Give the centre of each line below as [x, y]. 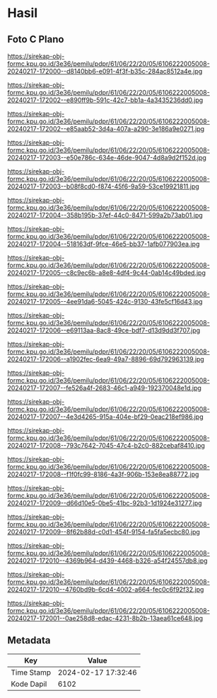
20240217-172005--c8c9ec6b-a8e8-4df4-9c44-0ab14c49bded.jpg [107, 273]
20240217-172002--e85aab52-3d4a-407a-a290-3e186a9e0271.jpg [106, 129]
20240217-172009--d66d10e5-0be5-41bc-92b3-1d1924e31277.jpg [105, 503]
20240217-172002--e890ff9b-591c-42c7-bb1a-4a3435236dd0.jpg [105, 100]
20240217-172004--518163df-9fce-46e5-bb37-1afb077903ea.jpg [104, 244]
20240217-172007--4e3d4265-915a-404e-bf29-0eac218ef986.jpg [105, 417]
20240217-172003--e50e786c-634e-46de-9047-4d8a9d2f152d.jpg [107, 158]
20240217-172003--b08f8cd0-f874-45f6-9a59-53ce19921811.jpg [103, 186]
